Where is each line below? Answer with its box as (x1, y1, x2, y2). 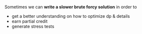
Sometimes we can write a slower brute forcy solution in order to (4, 4, 137, 10)
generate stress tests (11, 23, 55, 29)
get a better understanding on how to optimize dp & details (11, 13, 130, 19)
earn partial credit (11, 19, 48, 24)
